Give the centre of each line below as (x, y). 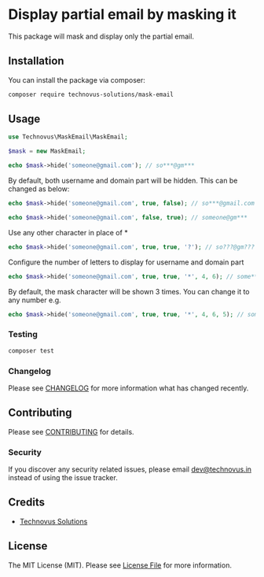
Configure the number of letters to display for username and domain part (126, 262)
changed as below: (39, 189)
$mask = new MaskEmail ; (47, 151)
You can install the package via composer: (77, 80)
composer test (31, 351)
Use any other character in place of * (68, 232)
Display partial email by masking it (123, 15)
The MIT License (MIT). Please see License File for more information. (120, 565)
